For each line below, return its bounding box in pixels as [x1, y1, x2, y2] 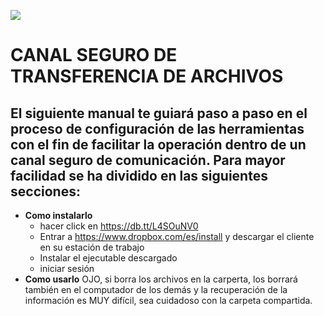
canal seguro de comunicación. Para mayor [10, 151, 286, 169]
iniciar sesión [39, 263, 95, 274]
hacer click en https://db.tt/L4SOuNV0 [39, 220, 199, 232]
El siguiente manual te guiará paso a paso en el [10, 105, 308, 122]
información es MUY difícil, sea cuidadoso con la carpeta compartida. [24, 295, 313, 306]
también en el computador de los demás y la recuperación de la [24, 284, 288, 295]
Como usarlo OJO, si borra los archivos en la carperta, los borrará [24, 273, 298, 285]
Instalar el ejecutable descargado [39, 252, 178, 264]
